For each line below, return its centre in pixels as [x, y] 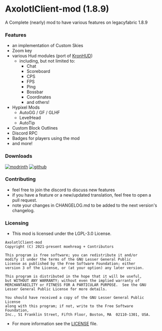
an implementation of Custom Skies [48, 46]
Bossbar [35, 92]
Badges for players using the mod [46, 138]
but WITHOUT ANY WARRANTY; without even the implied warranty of [72, 281]
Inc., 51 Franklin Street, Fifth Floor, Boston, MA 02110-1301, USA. [78, 315]
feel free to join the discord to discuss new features [64, 190]
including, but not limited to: [47, 61]
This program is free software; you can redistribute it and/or [71, 255]
